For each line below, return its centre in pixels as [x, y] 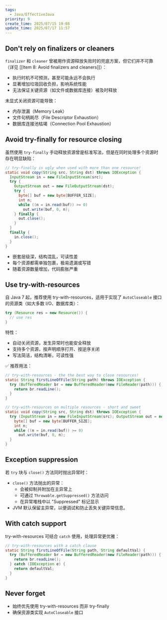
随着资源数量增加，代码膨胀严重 [45, 269]
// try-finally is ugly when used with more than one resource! [73, 168]
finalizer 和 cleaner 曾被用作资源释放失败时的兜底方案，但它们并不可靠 [79, 61]
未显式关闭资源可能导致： [31, 100]
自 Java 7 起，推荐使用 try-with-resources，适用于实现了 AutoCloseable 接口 [83, 297]
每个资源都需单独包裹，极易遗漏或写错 [51, 263]
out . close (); [32, 219]
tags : [11, 10]
